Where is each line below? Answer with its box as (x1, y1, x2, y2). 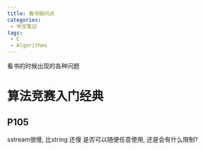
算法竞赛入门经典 (7, 89, 105, 104)
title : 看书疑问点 (7, 10, 55, 17)
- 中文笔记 (10, 23, 38, 30)
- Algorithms (10, 42, 48, 49)
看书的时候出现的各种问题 (7, 62, 80, 69)
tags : (7, 29, 23, 36)
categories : (7, 17, 41, 23)
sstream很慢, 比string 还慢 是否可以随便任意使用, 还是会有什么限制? (7, 136, 198, 143)
